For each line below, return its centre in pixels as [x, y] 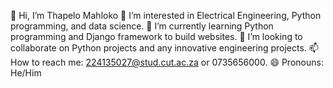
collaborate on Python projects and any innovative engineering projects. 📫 [164, 48]
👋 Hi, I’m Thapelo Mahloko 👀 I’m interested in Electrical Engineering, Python [166, 15]
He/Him [26, 73]
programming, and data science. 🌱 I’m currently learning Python [142, 26]
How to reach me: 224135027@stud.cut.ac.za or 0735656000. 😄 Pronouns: [167, 62]
